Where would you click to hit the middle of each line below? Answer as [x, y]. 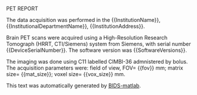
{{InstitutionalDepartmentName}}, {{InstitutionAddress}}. [76, 26]
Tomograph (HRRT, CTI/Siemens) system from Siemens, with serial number [99, 44]
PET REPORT [22, 9]
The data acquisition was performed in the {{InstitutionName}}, [83, 20]
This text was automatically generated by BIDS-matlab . [74, 86]
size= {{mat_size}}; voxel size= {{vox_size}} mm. [66, 74]
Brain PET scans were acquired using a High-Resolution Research [87, 37]
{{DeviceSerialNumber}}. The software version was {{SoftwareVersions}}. [97, 50]
